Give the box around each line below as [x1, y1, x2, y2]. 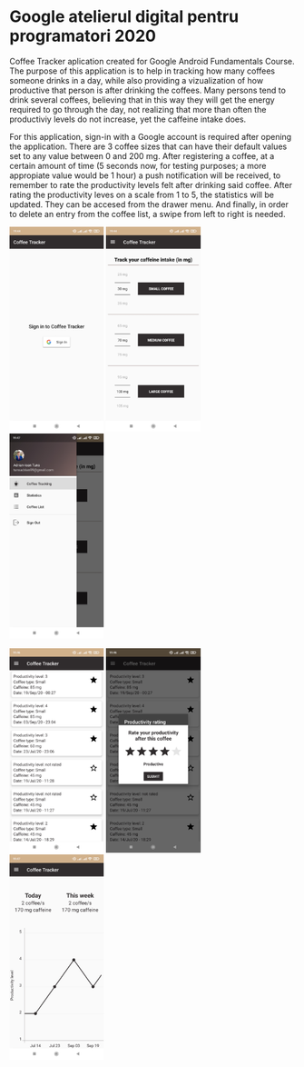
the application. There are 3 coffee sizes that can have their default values [9, 141, 288, 152]
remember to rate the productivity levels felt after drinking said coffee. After [9, 179, 293, 190]
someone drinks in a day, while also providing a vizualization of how [9, 75, 264, 85]
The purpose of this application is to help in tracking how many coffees [9, 65, 275, 76]
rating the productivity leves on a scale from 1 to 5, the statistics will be [9, 189, 275, 200]
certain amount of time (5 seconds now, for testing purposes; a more [9, 160, 267, 171]
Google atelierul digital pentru [9, 6, 240, 27]
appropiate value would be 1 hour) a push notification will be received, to [9, 170, 281, 181]
